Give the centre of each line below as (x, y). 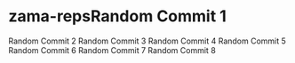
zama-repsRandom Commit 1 (118, 16)
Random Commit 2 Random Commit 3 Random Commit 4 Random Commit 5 (147, 41)
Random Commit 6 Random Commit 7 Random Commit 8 (112, 50)
